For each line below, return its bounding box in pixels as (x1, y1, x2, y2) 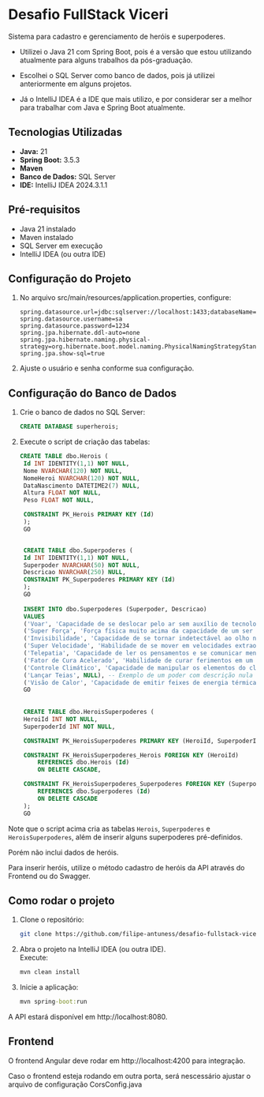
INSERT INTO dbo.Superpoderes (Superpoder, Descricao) (23, 605, 207, 613)
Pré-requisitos (8, 203, 81, 216)
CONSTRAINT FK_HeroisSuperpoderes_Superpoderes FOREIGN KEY (23, 780, 225, 788)
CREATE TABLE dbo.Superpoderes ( (23, 547, 133, 554)
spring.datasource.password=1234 (19, 322, 130, 330)
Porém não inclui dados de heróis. (8, 847, 119, 857)
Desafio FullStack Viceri (8, 6, 169, 24)
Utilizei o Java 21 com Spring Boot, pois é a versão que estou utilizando (19, 47, 252, 56)
